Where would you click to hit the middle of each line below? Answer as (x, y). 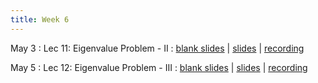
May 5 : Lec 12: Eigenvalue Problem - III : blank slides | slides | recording (159, 67)
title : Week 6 (40, 19)
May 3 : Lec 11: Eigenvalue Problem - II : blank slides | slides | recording (157, 48)
